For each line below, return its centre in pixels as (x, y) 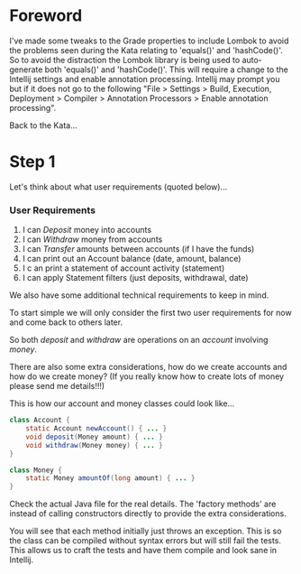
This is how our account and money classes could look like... (122, 403)
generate (26, 69)
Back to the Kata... (44, 125)
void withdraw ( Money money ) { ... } (95, 445)
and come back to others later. (66, 322)
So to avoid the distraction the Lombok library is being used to (125, 60)
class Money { (36, 470)
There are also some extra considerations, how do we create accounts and (148, 367)
